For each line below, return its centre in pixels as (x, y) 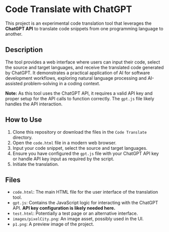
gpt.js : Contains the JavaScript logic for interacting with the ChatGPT (85, 203)
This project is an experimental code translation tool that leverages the (78, 23)
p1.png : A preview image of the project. (53, 224)
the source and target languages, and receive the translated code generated (84, 67)
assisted (14, 83)
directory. (22, 137)
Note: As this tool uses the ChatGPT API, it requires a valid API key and (79, 93)
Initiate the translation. (36, 164)
